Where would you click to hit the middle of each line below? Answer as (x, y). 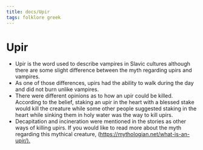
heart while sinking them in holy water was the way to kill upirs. (94, 115)
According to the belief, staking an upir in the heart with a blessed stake (105, 102)
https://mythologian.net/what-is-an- (145, 134)
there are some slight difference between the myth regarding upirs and (103, 70)
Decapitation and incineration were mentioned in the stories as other (101, 122)
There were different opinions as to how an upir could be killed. (94, 96)
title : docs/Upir (28, 12)
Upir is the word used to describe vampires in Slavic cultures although (103, 64)
